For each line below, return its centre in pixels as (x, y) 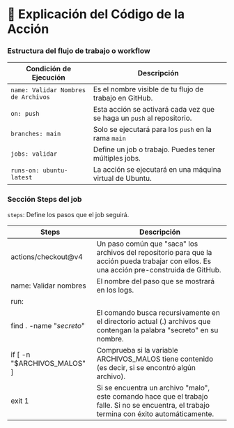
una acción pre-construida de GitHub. (159, 270)
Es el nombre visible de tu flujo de (148, 89)
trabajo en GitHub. (123, 98)
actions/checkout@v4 (47, 256)
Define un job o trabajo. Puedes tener (154, 149)
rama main (110, 138)
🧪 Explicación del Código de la (96, 14)
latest (22, 178)
